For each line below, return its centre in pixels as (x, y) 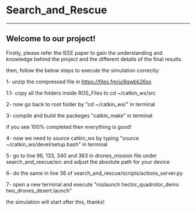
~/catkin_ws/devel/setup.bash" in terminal (57, 144)
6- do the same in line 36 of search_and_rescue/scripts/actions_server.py (94, 173)
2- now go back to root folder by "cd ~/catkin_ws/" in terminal (81, 104)
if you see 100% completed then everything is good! (69, 126)
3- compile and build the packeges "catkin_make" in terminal (79, 115)
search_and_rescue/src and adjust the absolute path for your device (88, 161)
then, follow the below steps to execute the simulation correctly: (83, 70)
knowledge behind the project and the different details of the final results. (94, 59)
